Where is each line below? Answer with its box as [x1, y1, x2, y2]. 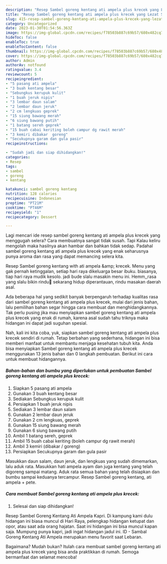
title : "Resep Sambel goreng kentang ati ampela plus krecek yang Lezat [5, 12, 159, 17]
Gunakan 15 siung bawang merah [12, 423, 81, 428]
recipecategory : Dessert [5, 214, 57, 219]
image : [5, 30, 19, 35]
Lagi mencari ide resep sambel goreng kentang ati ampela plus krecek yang [5, 232, 161, 238]
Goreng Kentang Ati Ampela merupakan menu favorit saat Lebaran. [5, 534, 143, 540]
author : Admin [5, 58, 35, 63]
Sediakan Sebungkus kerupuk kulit [12, 396, 84, 402]
